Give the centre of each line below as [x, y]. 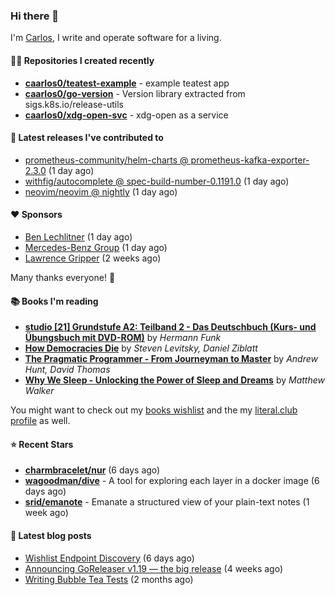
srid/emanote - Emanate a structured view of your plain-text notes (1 [167, 502]
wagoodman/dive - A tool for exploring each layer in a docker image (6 [172, 481]
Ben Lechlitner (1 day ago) [78, 236]
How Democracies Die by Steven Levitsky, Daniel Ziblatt [141, 348]
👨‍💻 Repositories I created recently [82, 60]
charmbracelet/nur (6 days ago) [92, 470]
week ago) [46, 513]
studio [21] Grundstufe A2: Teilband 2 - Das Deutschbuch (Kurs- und [170, 327]
